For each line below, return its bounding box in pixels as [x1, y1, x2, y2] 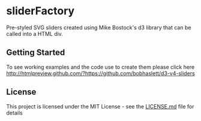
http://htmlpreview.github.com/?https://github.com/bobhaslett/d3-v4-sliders [6, 70, 195, 77]
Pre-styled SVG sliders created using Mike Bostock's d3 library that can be [6, 24, 191, 31]
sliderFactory [6, 4, 75, 18]
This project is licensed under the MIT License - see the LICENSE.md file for [6, 103, 194, 110]
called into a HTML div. [6, 30, 63, 37]
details [6, 109, 23, 116]
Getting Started [6, 48, 65, 58]
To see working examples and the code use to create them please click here [6, 63, 195, 70]
